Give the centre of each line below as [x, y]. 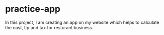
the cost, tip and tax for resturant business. [49, 27]
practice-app [33, 9]
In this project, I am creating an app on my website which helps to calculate [82, 22]
